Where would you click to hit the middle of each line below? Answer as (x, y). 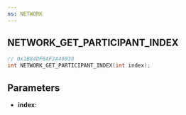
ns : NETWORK (25, 14)
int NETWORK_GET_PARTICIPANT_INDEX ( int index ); (79, 66)
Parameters (34, 88)
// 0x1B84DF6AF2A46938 (41, 59)
